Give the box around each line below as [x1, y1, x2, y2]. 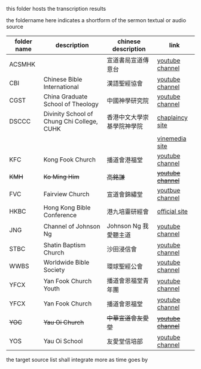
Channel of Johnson [43, 222, 100, 230]
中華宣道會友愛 [106, 314, 149, 322]
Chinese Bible [43, 75, 83, 83]
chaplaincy [157, 113, 188, 122]
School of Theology [43, 100, 99, 108]
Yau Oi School [43, 337, 83, 345]
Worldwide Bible [43, 258, 90, 266]
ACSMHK [9, 60, 36, 68]
